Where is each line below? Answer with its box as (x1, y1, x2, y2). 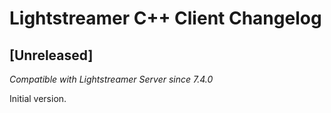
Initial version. (9, 93, 67, 104)
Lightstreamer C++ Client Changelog (9, 7, 322, 30)
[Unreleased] (9, 47, 94, 64)
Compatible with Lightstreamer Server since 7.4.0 (9, 73, 214, 85)
